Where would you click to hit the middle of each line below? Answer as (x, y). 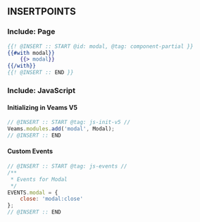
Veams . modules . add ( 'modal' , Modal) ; (61, 129)
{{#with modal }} (31, 53)
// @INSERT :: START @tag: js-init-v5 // (69, 123)
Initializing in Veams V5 (42, 107)
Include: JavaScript (42, 90)
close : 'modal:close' (51, 199)
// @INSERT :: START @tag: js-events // (68, 166)
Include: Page (31, 32)
